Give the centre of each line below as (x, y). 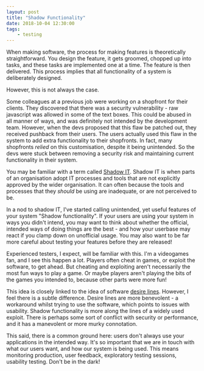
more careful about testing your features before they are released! (89, 242)
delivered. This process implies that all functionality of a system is (89, 71)
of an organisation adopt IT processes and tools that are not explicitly (93, 178)
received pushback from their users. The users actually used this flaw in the (102, 134)
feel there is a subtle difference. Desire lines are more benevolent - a (92, 298)
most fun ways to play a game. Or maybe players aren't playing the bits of (99, 273)
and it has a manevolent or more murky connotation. (72, 324)
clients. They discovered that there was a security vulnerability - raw (92, 108)
